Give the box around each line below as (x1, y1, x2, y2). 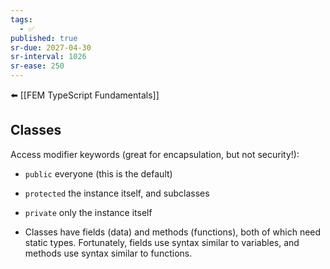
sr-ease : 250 (10, 61, 65, 71)
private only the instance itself (24, 206, 153, 218)
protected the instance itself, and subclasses (24, 187, 210, 199)
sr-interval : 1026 (10, 52, 87, 62)
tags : (10, 14, 33, 25)
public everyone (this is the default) (24, 167, 173, 180)
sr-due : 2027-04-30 (10, 42, 92, 53)
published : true (10, 33, 78, 43)
